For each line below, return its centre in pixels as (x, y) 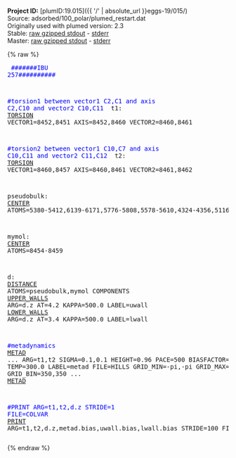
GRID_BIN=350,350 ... (45, 374)
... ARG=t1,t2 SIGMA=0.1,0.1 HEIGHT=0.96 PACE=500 (96, 360)
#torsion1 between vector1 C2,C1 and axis (81, 101)
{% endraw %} (29, 448)
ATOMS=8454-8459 (35, 251)
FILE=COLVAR (28, 414)
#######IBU (29, 68)
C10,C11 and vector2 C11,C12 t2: (67, 156)
